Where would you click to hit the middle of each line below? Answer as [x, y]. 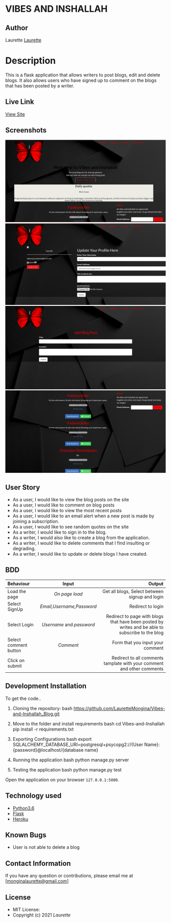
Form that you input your [138, 642]
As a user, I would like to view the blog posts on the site [71, 499]
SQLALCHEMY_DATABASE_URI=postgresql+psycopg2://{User [78, 744]
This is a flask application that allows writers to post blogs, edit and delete [83, 75]
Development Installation [46, 686]
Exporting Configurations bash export [52, 739]
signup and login [146, 597]
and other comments [142, 669]
